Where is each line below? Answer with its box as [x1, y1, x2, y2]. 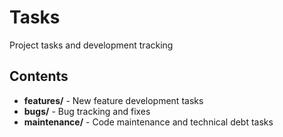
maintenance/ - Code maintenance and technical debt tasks [23, 116, 274, 128]
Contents [9, 68, 69, 85]
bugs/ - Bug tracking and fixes [23, 105, 151, 117]
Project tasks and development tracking [9, 39, 174, 51]
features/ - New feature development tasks [23, 94, 204, 106]
